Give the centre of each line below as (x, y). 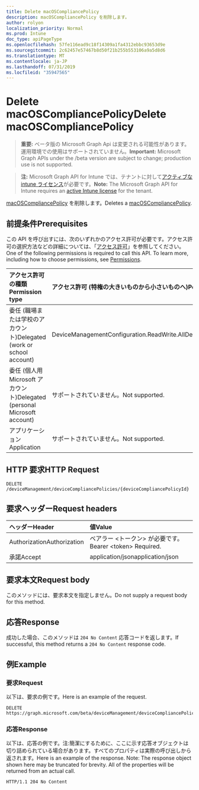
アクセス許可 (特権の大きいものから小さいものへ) (120, 287)
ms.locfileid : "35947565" (38, 72)
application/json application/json (134, 557)
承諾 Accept (25, 557)
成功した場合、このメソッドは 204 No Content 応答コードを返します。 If (92, 637)
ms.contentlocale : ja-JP (37, 61)
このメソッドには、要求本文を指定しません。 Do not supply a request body (97, 595)
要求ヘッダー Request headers (62, 509)
